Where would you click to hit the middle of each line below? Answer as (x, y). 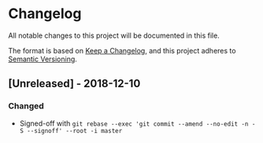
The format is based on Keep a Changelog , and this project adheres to (122, 50)
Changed (26, 106)
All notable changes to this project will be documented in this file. (114, 35)
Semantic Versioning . (43, 59)
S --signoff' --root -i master (71, 130)
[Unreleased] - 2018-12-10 (74, 84)
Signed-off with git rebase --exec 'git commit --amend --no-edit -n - (137, 123)
